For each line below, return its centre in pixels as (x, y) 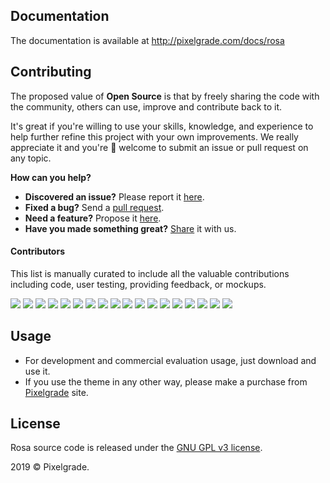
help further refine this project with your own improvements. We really (154, 136)
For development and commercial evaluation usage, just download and (170, 360)
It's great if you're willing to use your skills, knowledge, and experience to (162, 126)
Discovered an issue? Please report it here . (114, 196)
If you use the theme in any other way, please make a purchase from (166, 381)
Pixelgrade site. (56, 392)
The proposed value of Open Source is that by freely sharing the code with (165, 96)
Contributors (38, 251)
